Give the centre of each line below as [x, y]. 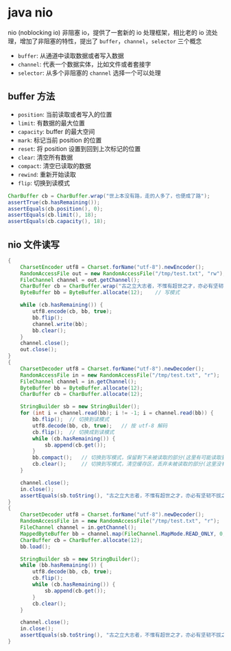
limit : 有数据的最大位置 [51, 123]
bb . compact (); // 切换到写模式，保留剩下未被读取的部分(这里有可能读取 [127, 458]
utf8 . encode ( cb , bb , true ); [72, 311]
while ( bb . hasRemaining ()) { [62, 565]
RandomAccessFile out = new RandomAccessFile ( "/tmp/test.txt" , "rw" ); [123, 273]
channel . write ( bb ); [60, 324]
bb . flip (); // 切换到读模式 [71, 420]
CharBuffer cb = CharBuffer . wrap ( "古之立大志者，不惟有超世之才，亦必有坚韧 [122, 286]
